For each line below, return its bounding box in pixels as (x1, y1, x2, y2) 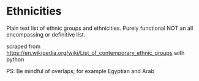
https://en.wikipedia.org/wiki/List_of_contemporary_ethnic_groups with (6, 49, 185, 56)
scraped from (6, 43, 41, 50)
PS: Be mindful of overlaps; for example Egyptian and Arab (6, 67, 155, 74)
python (6, 55, 24, 63)
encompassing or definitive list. (6, 30, 86, 38)
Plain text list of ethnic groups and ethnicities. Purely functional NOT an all (6, 24, 193, 32)
